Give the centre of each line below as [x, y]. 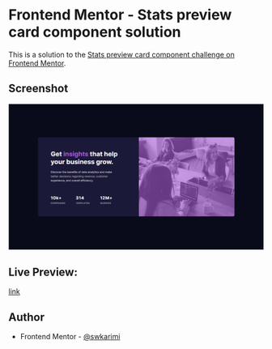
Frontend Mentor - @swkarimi [70, 337]
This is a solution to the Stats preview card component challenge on [121, 54]
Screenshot [38, 89]
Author [26, 317]
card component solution [95, 32]
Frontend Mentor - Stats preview [120, 15]
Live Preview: [43, 272]
